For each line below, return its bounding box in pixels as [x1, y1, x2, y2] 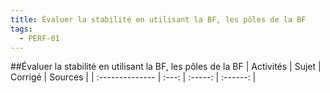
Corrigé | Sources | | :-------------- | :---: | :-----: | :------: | [10, 71, 257, 83]
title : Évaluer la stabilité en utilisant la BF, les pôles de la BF [10, 14, 307, 25]
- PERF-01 [19, 33, 60, 43]
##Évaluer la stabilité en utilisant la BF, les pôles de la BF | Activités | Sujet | [10, 61, 322, 73]
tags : [10, 24, 33, 34]
